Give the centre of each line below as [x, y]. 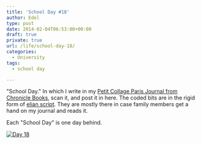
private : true [25, 40]
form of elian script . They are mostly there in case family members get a [97, 104]
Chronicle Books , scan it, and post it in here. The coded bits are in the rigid [100, 98]
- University [28, 57]
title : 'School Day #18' [38, 12]
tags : [13, 63]
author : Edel [23, 18]
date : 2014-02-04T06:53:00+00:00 [49, 29]
